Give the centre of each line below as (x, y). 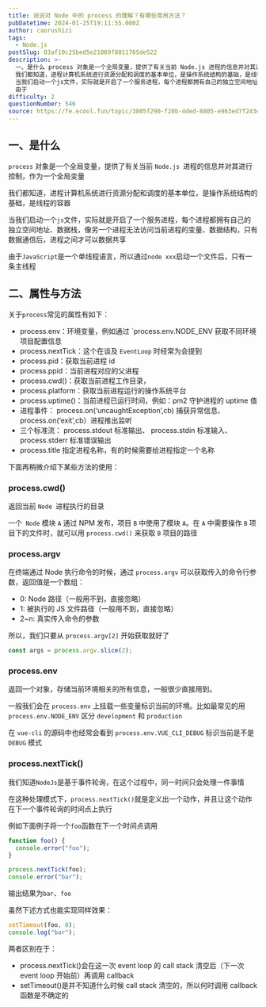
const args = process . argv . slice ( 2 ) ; (70, 651)
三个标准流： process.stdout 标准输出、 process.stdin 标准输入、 (125, 430)
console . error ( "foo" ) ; (53, 848)
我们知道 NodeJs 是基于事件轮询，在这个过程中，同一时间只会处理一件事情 (126, 782)
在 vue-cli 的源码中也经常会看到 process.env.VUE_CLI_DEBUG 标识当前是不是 (131, 733)
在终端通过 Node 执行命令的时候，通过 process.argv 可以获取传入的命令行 (129, 572)
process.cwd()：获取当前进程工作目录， (85, 381)
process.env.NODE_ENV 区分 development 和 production (95, 716)
